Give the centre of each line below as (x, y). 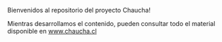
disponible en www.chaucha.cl (52, 31)
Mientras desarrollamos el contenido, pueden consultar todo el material (111, 23)
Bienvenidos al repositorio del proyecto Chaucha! (79, 10)
